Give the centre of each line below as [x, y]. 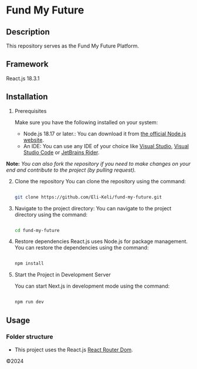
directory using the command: [51, 214]
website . [33, 140]
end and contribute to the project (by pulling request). [71, 170]
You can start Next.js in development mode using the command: [92, 286]
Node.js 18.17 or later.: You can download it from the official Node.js [105, 134]
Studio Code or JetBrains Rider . [61, 152]
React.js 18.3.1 [23, 78]
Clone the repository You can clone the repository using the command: [100, 181]
